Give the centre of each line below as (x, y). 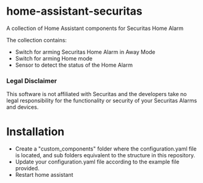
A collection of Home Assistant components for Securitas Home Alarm (95, 28)
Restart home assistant (44, 175)
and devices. (22, 107)
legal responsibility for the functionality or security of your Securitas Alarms (102, 101)
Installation (35, 132)
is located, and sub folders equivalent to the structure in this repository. (105, 155)
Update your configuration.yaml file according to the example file (97, 162)
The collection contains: (37, 40)
